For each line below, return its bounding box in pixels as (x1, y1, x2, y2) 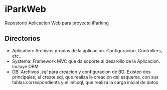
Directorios (5, 34, 41, 43)
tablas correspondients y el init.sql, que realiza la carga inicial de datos (12, 79, 158, 85)
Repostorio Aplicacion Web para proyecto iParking (5, 20, 109, 26)
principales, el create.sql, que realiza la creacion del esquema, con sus (12, 74, 159, 80)
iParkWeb (5, 3, 46, 15)
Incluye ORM (12, 63, 39, 69)
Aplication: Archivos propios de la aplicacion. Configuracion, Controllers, (12, 47, 162, 53)
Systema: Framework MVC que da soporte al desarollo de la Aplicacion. (12, 58, 160, 64)
